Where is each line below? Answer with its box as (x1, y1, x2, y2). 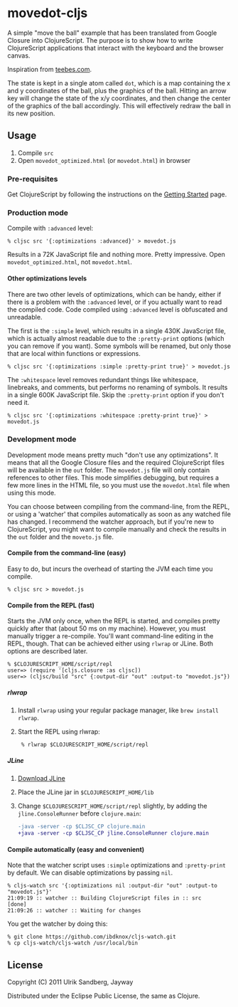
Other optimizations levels (7, 274, 87, 283)
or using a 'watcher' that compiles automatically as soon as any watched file (7, 510, 231, 518)
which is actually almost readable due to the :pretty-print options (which (7, 334, 225, 342)
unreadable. (7, 312, 43, 321)
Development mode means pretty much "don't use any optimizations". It (7, 450, 219, 459)
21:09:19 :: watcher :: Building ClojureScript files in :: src (7, 895, 202, 902)
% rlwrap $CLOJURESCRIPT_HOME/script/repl (21, 742, 149, 749)
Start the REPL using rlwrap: (17, 727, 101, 736)
